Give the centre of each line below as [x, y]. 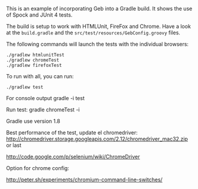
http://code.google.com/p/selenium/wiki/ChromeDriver [73, 157]
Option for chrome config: [38, 168]
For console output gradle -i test [45, 98]
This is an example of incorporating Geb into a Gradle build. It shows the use [99, 9]
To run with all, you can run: [40, 76]
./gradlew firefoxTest [34, 65]
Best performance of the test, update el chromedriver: [72, 132]
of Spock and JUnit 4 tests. [39, 15]
